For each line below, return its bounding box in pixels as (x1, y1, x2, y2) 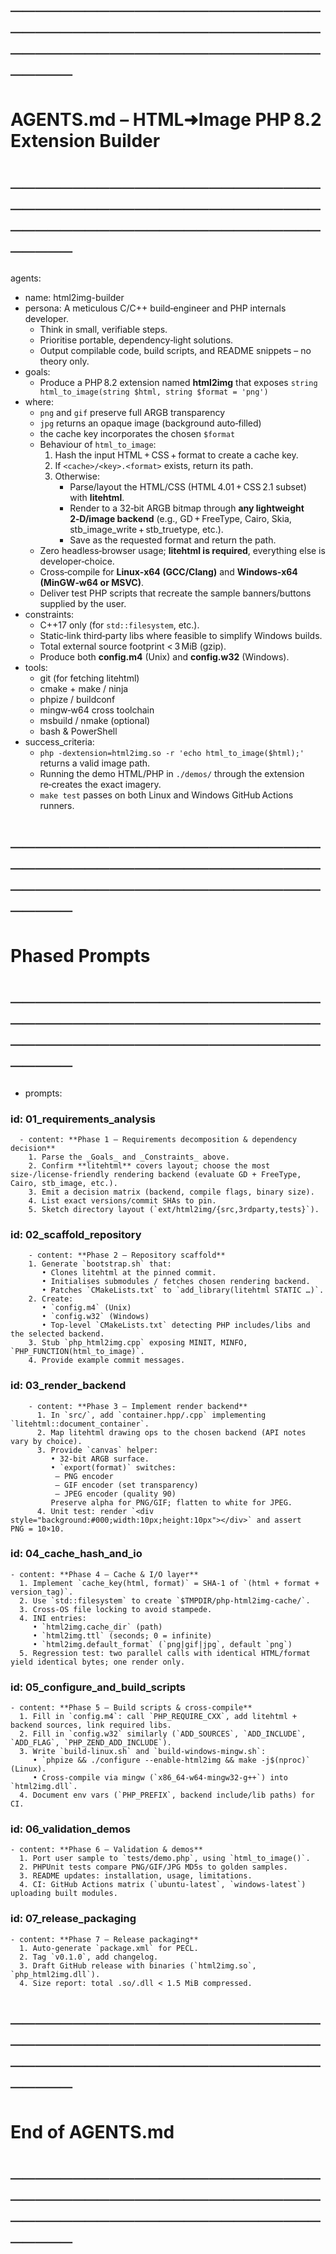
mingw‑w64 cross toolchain (39, 704, 155, 716)
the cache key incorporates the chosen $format (39, 428, 236, 440)
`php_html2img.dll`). (10, 1969, 101, 1979)
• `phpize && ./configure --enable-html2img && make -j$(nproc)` (32, 1755, 311, 1766)
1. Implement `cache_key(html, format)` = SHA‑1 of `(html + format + (19, 1578, 320, 1588)
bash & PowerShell (39, 725, 118, 738)
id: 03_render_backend (10, 1379, 127, 1393)
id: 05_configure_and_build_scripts (10, 1680, 187, 1694)
